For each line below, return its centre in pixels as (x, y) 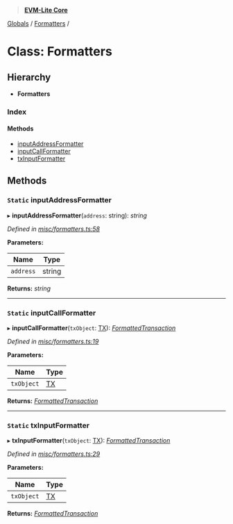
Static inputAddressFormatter (60, 200)
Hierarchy (29, 77)
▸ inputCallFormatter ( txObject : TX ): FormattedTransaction (92, 328)
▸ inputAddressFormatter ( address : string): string (77, 215)
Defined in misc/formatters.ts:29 (54, 454)
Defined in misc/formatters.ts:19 (53, 342)
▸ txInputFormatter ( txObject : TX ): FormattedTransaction (89, 441)
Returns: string (29, 288)
